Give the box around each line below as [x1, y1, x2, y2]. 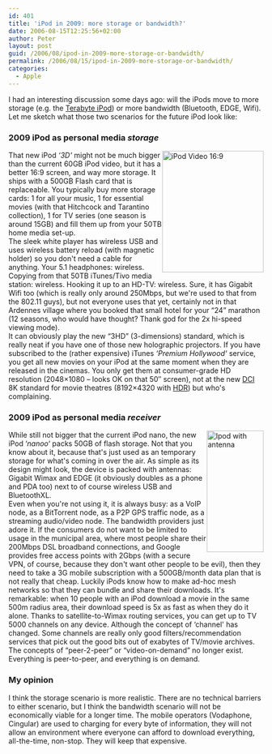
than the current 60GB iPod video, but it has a [8, 159, 161, 169]
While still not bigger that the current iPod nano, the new [8, 431, 197, 440]
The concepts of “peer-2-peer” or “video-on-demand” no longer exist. [8, 645, 244, 655]
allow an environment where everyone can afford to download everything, [8, 727, 255, 737]
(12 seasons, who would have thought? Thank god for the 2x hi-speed [8, 314, 242, 323]
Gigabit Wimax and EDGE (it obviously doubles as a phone [8, 473, 203, 483]
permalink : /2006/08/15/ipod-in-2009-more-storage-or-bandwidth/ [8, 58, 233, 66]
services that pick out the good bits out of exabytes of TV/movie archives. [8, 637, 255, 647]
